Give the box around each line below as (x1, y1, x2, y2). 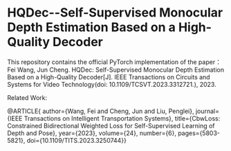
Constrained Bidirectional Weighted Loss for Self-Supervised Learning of (7, 121, 216, 130)
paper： (198, 57, 221, 66)
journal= (195, 107, 220, 115)
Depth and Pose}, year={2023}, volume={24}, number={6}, (7, 129, 176, 137)
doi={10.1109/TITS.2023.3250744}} (26, 136, 127, 144)
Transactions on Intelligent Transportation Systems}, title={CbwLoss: (24, 114, 221, 122)
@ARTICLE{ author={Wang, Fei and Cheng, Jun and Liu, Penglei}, (7, 107, 194, 115)
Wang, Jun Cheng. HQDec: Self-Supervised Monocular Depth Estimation (17, 66, 225, 74)
